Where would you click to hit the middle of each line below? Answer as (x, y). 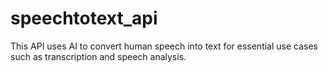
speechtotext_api (84, 18)
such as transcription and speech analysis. (98, 56)
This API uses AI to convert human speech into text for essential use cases (164, 46)
